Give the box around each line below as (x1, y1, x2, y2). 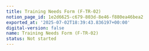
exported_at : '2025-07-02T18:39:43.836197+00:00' (6, 19, 131, 25)
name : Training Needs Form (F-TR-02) (6, 30, 99, 36)
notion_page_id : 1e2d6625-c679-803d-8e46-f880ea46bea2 (6, 14, 144, 20)
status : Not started (6, 36, 57, 42)
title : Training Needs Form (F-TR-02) (6, 8, 101, 15)
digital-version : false (6, 25, 65, 31)
